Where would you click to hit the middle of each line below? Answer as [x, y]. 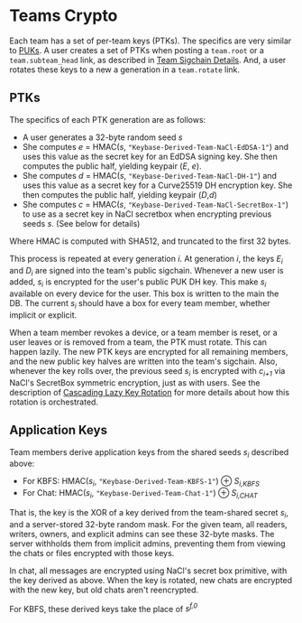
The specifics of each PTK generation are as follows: [108, 119]
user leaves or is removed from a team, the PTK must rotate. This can [138, 342]
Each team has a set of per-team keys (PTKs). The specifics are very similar [151, 41]
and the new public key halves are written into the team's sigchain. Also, [143, 361]
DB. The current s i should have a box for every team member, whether [140, 304]
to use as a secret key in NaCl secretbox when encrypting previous [147, 214]
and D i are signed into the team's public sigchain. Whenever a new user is [146, 271]
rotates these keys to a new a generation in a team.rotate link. [125, 70]
